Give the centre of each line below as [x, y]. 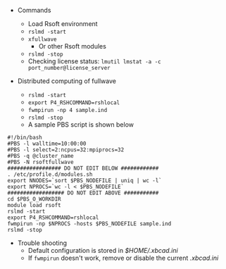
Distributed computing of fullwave [67, 81]
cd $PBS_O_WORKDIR [34, 199]
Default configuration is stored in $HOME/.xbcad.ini [103, 250]
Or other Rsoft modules [73, 46]
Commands [34, 10]
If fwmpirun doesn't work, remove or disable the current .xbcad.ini [123, 258]
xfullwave [43, 39]
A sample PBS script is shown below [81, 125]
